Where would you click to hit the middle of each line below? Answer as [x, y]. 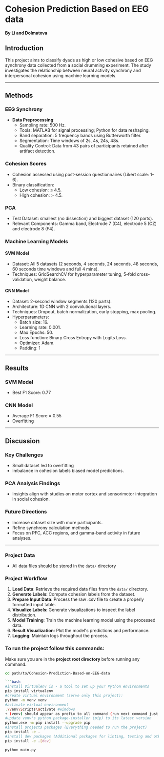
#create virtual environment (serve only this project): [64, 696]
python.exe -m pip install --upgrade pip [48, 723]
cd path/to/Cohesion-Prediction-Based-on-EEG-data [58, 673]
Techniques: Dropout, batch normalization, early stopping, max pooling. [84, 312]
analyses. [22, 538]
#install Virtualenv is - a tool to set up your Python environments [77, 687]
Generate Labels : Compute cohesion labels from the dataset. [74, 594]
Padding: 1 [30, 348]
